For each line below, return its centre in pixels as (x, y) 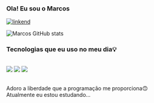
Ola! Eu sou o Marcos (38, 9)
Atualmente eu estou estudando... (49, 94)
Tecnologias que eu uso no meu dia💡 (62, 49)
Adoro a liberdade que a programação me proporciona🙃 (77, 88)
